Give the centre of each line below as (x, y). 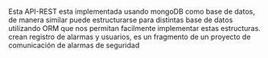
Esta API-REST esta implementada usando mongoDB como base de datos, (132, 12)
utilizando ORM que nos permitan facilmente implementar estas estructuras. (135, 28)
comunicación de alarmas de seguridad (74, 45)
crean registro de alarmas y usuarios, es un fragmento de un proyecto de (130, 37)
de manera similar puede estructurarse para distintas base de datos (121, 20)
